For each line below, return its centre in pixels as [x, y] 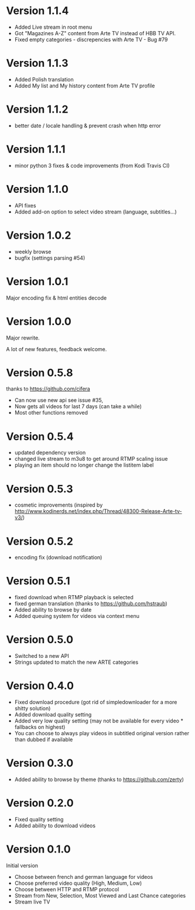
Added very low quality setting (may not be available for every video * [99, 721]
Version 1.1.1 [36, 149]
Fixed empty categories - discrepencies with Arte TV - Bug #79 [91, 39]
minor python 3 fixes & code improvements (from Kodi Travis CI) [92, 165]
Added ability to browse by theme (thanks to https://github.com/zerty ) [99, 779]
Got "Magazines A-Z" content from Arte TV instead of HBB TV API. [95, 33]
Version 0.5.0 [40, 640]
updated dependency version [50, 453]
